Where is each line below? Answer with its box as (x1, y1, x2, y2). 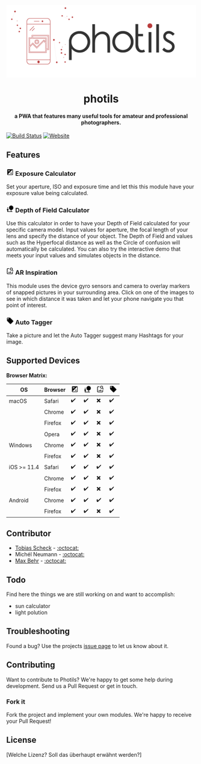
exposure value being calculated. (6, 190, 88, 197)
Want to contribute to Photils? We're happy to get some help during (6, 676, 173, 683)
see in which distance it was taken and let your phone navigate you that (6, 295, 184, 302)
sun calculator (14, 603, 51, 610)
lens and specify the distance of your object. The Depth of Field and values (6, 233, 193, 240)
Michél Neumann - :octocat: (14, 551, 85, 558)
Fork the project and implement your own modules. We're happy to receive (6, 711, 192, 719)
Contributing (6, 660, 55, 670)
